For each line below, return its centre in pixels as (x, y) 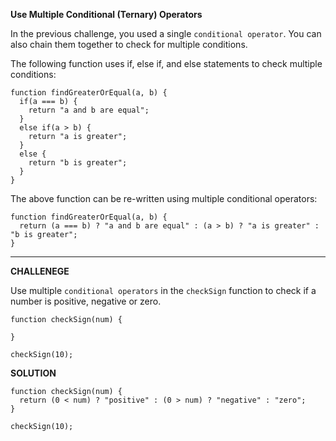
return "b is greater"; (78, 163)
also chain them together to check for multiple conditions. (129, 44)
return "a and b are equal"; (89, 110)
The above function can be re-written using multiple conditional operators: (164, 198)
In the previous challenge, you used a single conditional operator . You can (166, 33)
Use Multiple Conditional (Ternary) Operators (106, 14)
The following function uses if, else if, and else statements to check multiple (166, 63)
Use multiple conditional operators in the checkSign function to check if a (163, 290)
